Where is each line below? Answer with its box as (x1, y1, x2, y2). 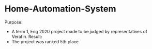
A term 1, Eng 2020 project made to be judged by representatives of (11, 28, 148, 34)
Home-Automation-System (4, 3, 117, 14)
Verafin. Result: (11, 34, 42, 39)
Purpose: (4, 19, 23, 25)
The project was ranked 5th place (11, 38, 79, 44)
